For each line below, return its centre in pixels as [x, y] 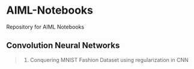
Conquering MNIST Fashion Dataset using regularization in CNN [109, 59]
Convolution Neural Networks [63, 46]
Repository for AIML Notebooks [45, 27]
